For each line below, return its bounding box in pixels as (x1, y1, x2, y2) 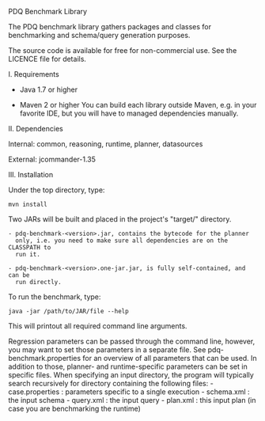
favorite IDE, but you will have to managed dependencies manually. (19, 108, 239, 118)
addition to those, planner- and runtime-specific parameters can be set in (8, 362, 248, 371)
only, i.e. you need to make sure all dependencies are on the (15, 237, 228, 245)
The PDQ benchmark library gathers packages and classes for (8, 22, 212, 31)
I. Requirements (8, 70, 59, 78)
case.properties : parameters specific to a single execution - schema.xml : (8, 387, 251, 396)
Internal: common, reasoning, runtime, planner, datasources (8, 139, 203, 149)
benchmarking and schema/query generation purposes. (8, 31, 191, 40)
